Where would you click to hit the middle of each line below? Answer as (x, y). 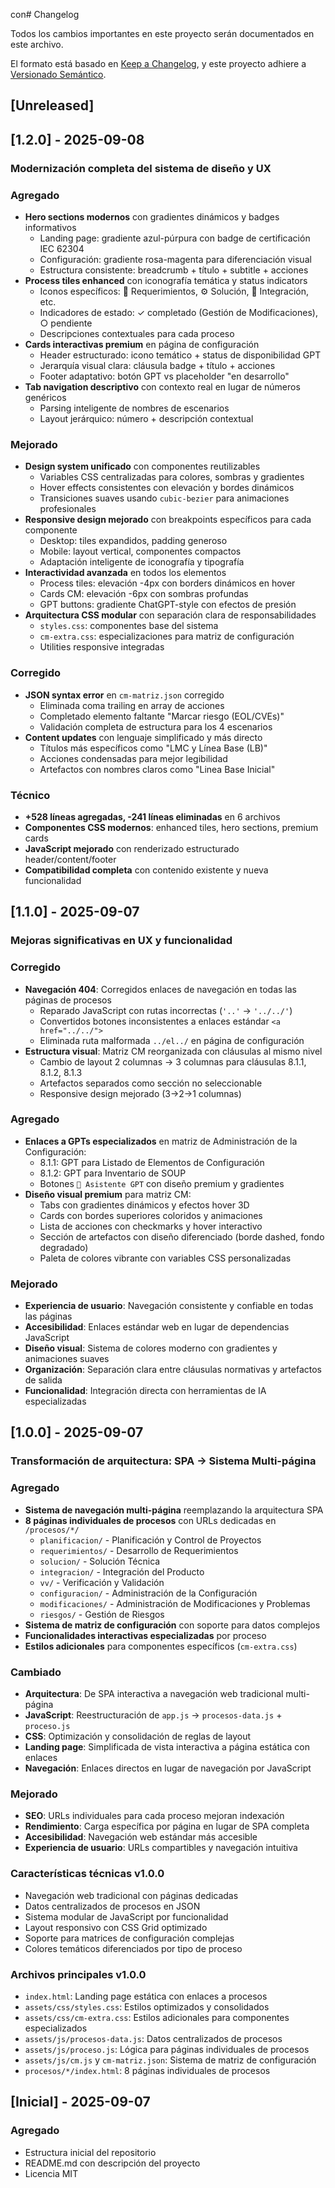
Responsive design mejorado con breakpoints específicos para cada (168, 520)
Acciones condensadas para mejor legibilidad (133, 758)
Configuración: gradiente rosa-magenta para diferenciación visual (175, 259)
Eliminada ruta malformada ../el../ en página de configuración (172, 1040)
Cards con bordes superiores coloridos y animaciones (151, 1215)
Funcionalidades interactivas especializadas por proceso (145, 1635)
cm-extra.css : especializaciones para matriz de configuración (167, 636)
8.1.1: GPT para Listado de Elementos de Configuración (152, 1162)
